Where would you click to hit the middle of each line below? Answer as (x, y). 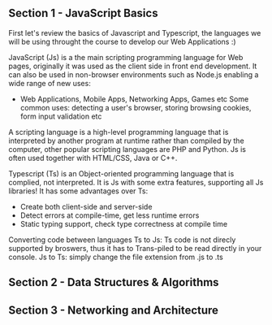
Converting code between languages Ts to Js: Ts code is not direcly (122, 240)
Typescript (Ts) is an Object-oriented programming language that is (121, 173)
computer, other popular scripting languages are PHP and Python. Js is (127, 149)
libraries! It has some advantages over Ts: (78, 191)
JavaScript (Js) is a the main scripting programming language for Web (126, 57)
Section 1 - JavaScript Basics (83, 13)
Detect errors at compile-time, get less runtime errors (110, 215)
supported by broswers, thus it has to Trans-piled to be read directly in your (135, 248)
